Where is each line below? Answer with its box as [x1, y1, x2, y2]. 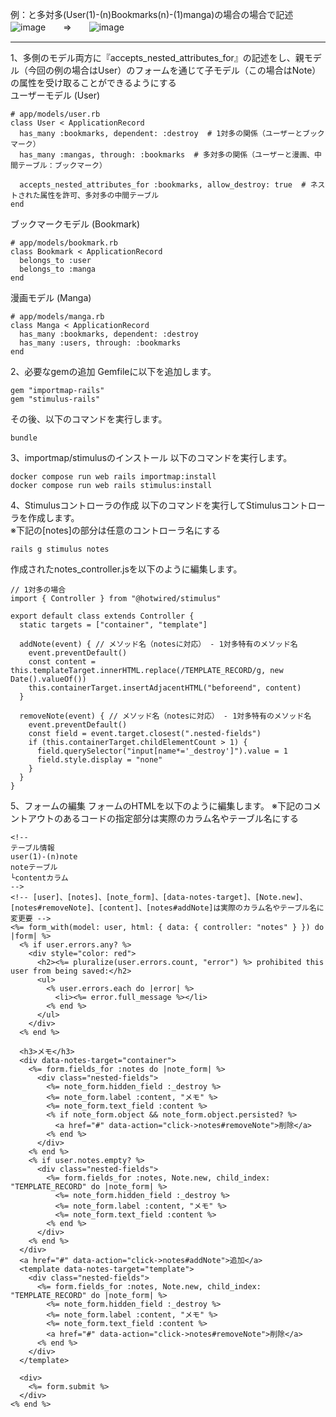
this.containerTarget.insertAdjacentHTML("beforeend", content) [28, 683, 302, 693]
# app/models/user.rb [10, 109, 101, 119]
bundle [10, 433, 38, 443]
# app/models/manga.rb [10, 312, 105, 322]
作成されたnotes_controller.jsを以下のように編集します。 [10, 563, 243, 575]
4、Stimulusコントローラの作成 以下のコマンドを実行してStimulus [10, 499, 282, 511]
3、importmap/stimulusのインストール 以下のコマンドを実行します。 [10, 452, 293, 463]
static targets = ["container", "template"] [19, 620, 208, 630]
